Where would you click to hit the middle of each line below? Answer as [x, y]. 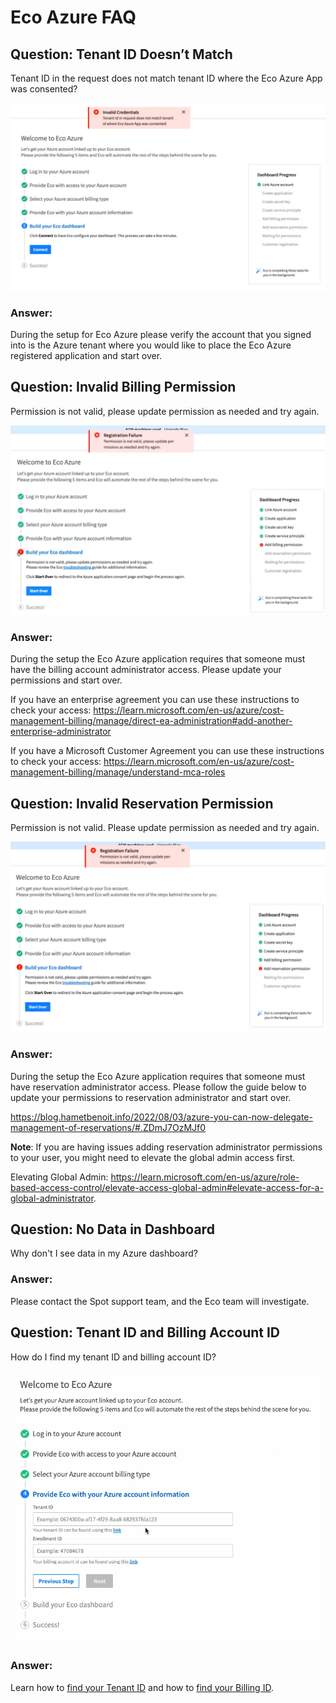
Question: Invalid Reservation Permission [142, 803]
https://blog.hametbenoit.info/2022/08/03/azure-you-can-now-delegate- [161, 1117]
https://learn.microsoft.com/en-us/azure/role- [205, 1177]
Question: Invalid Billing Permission [123, 387]
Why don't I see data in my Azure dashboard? [104, 1253]
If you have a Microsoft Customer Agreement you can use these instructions [167, 751]
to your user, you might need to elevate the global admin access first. [153, 1157]
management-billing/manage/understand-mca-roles [118, 772]
